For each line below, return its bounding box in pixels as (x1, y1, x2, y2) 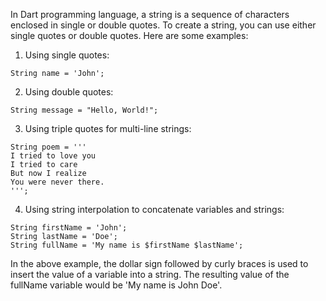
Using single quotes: (24, 49, 110, 61)
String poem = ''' (10, 142, 87, 152)
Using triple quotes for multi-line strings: (24, 123, 192, 134)
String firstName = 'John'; (10, 223, 128, 233)
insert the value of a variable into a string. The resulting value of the (10, 269, 290, 280)
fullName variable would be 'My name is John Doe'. (10, 279, 223, 291)
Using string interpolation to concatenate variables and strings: (24, 204, 285, 215)
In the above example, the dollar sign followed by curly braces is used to (10, 258, 309, 269)
